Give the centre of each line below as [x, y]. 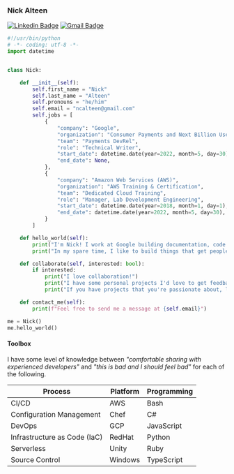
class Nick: [24, 70]
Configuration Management [56, 414]
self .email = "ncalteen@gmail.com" [84, 109]
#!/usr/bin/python [34, 38]
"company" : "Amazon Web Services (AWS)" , [118, 180]
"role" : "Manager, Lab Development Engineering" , [130, 200]
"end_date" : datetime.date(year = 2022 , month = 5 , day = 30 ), [141, 213]
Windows [125, 459]
